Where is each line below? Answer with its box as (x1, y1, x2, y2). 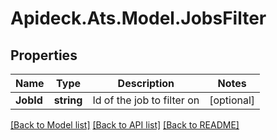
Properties (10, 47, 78, 64)
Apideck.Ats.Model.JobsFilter (10, 7, 267, 30)
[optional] (209, 93, 256, 107)
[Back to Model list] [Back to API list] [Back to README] (10, 119, 240, 131)
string (53, 93, 83, 107)
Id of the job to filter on (92, 93, 200, 107)
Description (117, 77, 175, 90)
